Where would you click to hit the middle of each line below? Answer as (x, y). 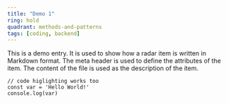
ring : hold (23, 20)
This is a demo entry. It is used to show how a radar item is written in (107, 53)
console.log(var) (33, 93)
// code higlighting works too (53, 82)
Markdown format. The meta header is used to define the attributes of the (114, 61)
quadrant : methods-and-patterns (55, 27)
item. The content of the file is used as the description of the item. (103, 68)
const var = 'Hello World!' (49, 87)
